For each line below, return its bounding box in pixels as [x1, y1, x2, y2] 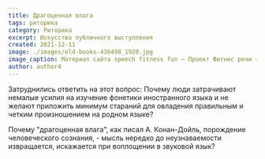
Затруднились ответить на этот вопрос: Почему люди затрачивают [8, 84, 237, 94]
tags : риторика [8, 19, 58, 27]
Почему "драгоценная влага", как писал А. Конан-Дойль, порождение [8, 124, 246, 134]
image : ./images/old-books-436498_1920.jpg [8, 48, 154, 56]
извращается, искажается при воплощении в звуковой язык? [8, 141, 215, 150]
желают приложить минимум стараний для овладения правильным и [8, 101, 244, 110]
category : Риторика [8, 26, 73, 34]
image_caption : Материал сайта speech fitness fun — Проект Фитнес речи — [8, 56, 259, 64]
